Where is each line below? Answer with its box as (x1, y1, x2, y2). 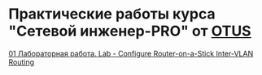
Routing (8, 57, 35, 67)
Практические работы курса (8, 5, 216, 23)
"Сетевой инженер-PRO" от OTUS (8, 22, 251, 40)
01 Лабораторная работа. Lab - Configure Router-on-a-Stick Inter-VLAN (8, 48, 254, 58)
